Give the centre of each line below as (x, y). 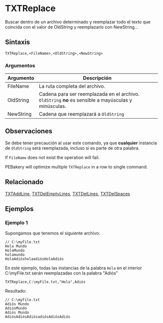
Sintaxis (18, 42)
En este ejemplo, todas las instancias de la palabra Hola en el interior (73, 268)
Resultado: (16, 291)
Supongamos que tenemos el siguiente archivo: (53, 233)
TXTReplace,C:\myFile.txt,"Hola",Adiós (45, 282)
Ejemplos (19, 209)
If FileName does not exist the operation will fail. (52, 157)
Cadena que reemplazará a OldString (81, 114)
